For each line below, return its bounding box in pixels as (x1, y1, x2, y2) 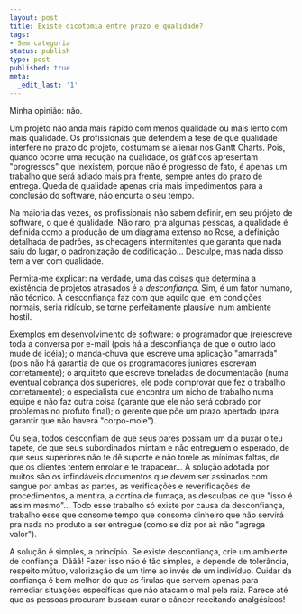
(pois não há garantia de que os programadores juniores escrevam (9, 358, 257, 368)
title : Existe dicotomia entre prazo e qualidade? (9, 22, 204, 31)
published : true (9, 64, 70, 73)
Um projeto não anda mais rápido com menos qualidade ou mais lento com (9, 123, 288, 134)
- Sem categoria (9, 38, 70, 48)
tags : (9, 30, 30, 39)
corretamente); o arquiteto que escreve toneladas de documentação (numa (9, 367, 289, 377)
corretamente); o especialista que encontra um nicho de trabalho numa (9, 386, 274, 397)
